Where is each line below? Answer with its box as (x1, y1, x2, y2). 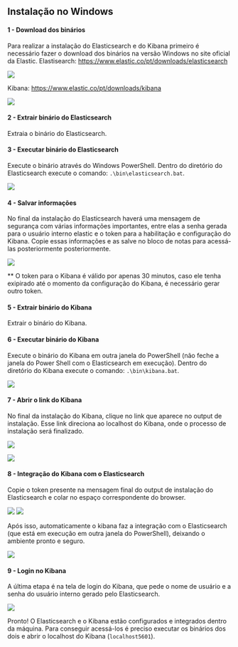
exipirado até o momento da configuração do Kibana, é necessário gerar (7, 279, 220, 288)
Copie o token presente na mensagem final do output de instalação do (7, 485, 214, 494)
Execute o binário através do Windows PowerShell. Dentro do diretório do (7, 162, 222, 169)
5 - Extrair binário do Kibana (7, 303, 92, 312)
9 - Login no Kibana (7, 566, 66, 575)
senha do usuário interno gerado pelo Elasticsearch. (7, 590, 161, 599)
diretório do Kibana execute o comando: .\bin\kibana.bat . (7, 366, 180, 374)
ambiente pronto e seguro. (7, 537, 85, 545)
